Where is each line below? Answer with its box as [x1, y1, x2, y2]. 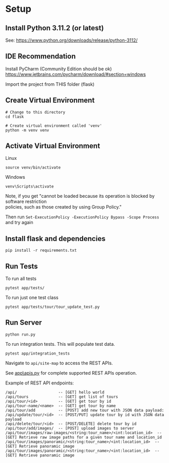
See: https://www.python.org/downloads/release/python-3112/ [5, 37, 138, 43]
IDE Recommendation [5, 52, 76, 61]
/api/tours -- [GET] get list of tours [5, 394, 118, 399]
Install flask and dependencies [5, 234, 106, 243]
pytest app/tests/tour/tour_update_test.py [5, 304, 100, 310]
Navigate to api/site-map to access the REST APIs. [5, 360, 113, 366]
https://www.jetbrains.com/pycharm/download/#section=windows [5, 71, 146, 77]
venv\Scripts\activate [5, 184, 54, 189]
